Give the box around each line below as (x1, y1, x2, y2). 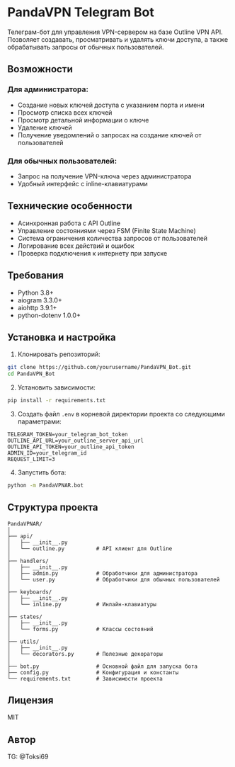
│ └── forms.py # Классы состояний (7, 625, 154, 632)
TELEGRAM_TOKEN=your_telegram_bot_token (7, 431, 129, 438)
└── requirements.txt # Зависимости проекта (7, 675, 163, 682)
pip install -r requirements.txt (7, 397, 106, 404)
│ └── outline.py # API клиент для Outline (7, 545, 173, 552)
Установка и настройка (7, 331, 116, 343)
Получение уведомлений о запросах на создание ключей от (17, 130, 202, 139)
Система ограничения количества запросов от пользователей (17, 234, 207, 242)
